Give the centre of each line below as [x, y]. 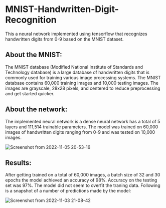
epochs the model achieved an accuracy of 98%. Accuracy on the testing [81, 180]
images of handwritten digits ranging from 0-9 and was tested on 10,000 [80, 132]
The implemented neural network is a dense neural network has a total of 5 [83, 121]
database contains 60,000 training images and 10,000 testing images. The [82, 83]
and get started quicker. [30, 93]
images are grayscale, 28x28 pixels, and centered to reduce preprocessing [83, 88]
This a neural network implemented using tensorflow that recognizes [76, 34]
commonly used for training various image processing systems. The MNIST [83, 77]
